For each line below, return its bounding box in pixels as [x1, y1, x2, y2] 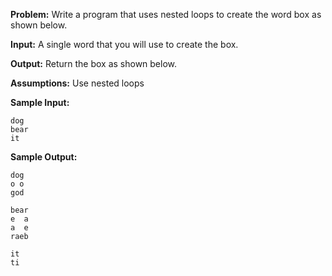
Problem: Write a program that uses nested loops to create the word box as [10, 9, 322, 20]
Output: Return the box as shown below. [10, 58, 178, 69]
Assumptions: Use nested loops [10, 77, 145, 89]
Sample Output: [10, 151, 78, 163]
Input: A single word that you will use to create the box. [10, 39, 239, 50]
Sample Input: [10, 97, 70, 108]
